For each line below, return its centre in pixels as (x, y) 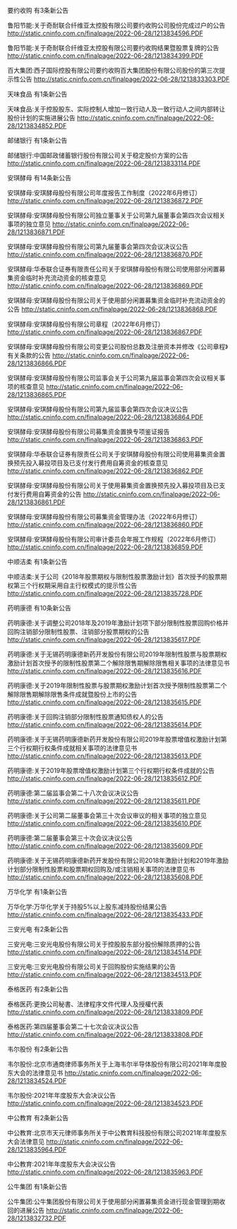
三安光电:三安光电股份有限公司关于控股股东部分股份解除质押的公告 (104, 944)
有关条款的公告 (29, 355)
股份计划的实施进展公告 (41, 118)
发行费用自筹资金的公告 (47, 494)
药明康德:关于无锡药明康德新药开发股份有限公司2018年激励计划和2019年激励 (118, 860)
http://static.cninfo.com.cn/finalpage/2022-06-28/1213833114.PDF (104, 163)
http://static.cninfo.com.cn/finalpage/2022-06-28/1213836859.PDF (105, 547)
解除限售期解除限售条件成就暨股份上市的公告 (72, 694)
